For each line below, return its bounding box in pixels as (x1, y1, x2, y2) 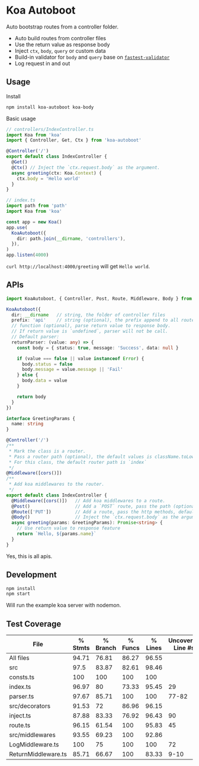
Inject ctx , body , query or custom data (14, 47, 106, 54)
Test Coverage (6, 618, 62, 629)
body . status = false (21, 361, 73, 367)
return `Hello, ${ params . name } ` (17, 531, 97, 537)
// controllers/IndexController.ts (6, 126, 94, 132)
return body (17, 393, 46, 400)
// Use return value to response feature (17, 525, 120, 531)
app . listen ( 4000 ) (6, 252, 49, 258)
